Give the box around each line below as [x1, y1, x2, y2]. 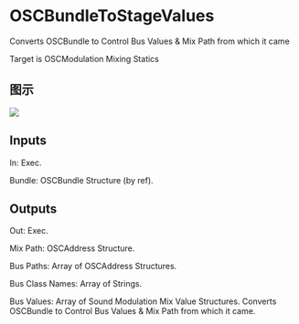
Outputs [9, 201, 58, 216]
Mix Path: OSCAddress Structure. [9, 243, 135, 254]
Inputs [9, 133, 48, 149]
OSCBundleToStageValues [9, 5, 215, 26]
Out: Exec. [9, 225, 48, 236]
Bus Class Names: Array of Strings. [9, 278, 143, 289]
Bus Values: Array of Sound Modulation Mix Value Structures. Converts [9, 296, 277, 307]
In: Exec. [9, 157, 42, 168]
